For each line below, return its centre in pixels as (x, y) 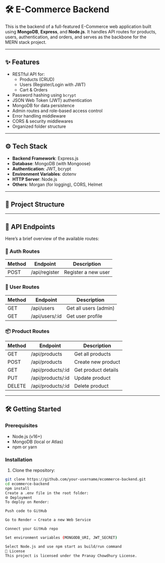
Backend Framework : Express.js (45, 158)
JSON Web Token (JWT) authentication (52, 100)
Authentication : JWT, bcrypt (41, 169)
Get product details (96, 370)
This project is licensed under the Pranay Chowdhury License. (71, 556)
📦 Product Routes (27, 331)
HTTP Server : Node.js (35, 179)
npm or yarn (25, 447)
